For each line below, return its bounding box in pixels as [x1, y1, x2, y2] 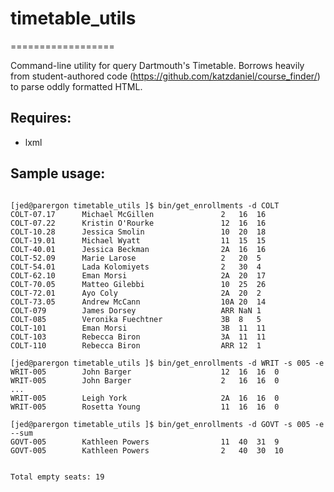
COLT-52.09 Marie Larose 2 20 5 [10, 253, 262, 263]
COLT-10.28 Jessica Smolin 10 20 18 [10, 227, 267, 237]
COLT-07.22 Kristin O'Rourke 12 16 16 [10, 218, 267, 228]
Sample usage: [10, 165, 106, 182]
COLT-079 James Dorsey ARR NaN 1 [10, 305, 262, 316]
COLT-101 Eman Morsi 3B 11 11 [10, 323, 267, 333]
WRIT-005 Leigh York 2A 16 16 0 [10, 393, 280, 403]
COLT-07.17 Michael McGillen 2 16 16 [10, 209, 267, 219]
